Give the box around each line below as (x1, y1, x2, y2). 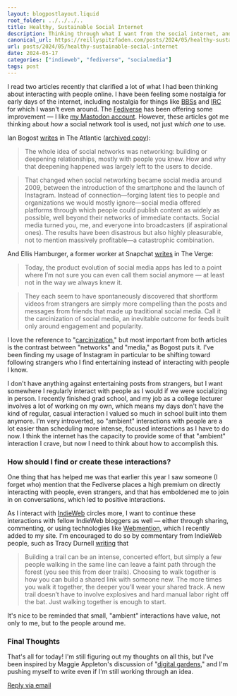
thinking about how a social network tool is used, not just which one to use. (7, 119, 226, 128)
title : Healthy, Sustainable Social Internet (7, 23, 143, 30)
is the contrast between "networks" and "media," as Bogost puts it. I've (7, 343, 214, 352)
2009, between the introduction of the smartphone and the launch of (24, 183, 225, 191)
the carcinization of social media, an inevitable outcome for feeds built (24, 314, 229, 323)
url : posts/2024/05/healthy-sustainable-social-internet (7, 43, 178, 50)
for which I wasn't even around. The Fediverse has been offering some (7, 104, 213, 113)
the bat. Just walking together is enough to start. (24, 597, 166, 606)
